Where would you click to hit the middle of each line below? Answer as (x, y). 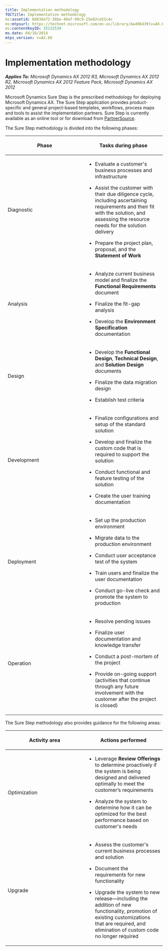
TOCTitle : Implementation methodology (45, 15)
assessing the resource (122, 219)
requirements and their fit (124, 206)
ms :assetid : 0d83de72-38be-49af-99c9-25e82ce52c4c (59, 19)
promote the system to (121, 597)
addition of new (113, 905)
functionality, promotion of (126, 911)
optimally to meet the (119, 783)
